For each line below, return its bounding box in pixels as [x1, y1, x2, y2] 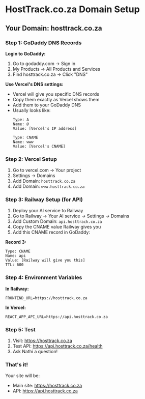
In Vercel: [5, 304, 26, 310]
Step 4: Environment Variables [5, 274, 82, 281]
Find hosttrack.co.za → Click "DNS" [12, 71, 88, 77]
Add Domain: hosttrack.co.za [12, 178, 76, 184]
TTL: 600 [5, 262, 24, 268]
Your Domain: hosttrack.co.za [5, 24, 103, 33]
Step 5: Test [5, 326, 36, 333]
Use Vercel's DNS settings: [5, 81, 64, 87]
